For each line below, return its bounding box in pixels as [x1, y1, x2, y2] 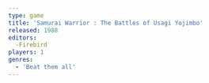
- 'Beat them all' [15, 63, 77, 71]
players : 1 [8, 48, 44, 56]
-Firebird [15, 41, 47, 49]
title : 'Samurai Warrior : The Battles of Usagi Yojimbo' [8, 19, 203, 27]
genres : [8, 56, 34, 64]
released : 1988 [8, 26, 59, 34]
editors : [8, 33, 37, 42]
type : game [8, 11, 44, 20]
